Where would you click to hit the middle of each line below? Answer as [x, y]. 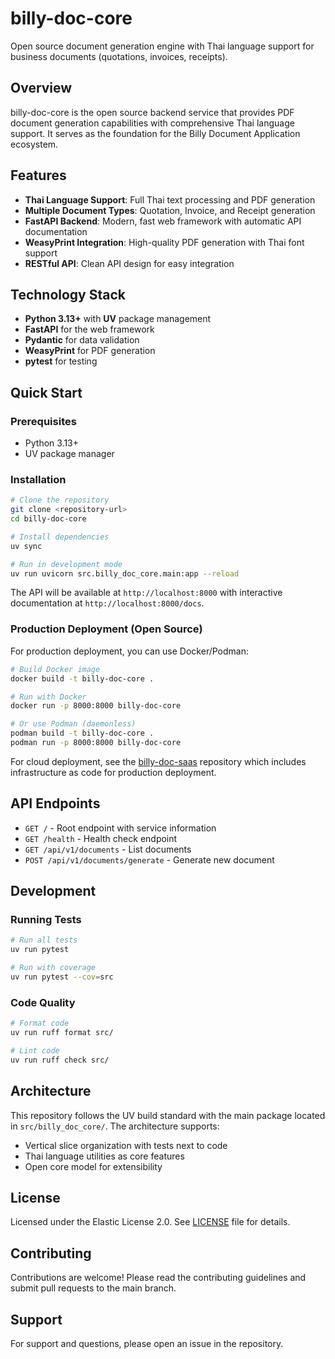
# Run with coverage [53, 968]
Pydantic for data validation [82, 340]
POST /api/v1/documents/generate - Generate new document [149, 859]
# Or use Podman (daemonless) [73, 724]
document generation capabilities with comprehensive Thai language [152, 123]
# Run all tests [44, 940]
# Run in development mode [66, 564]
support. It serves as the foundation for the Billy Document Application [155, 133]
